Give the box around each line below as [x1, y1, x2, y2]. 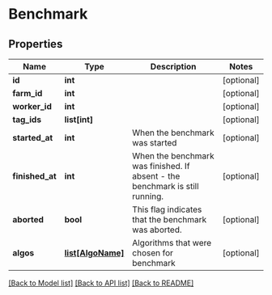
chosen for [132, 247, 174, 259]
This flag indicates [132, 204, 202, 215]
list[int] [64, 114, 93, 125]
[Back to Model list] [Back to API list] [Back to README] [8, 278, 194, 288]
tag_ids [12, 114, 42, 125]
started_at [12, 133, 53, 143]
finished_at [12, 171, 57, 182]
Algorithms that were [132, 238, 212, 248]
